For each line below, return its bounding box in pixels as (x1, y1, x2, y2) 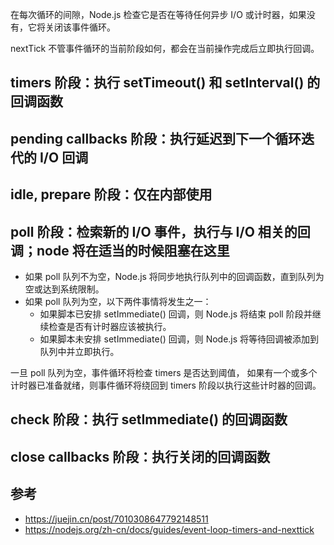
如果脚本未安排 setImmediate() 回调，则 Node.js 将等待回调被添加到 (39, 333, 320, 345)
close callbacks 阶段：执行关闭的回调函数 (10, 448, 271, 465)
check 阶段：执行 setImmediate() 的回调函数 (10, 411, 288, 428)
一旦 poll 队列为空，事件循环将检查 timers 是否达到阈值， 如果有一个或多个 (10, 366, 318, 378)
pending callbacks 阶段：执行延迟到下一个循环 (10, 130, 302, 147)
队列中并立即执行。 (39, 345, 120, 357)
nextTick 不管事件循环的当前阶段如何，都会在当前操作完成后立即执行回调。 (10, 43, 320, 54)
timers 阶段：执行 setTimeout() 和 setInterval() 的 (10, 74, 321, 92)
